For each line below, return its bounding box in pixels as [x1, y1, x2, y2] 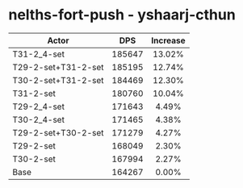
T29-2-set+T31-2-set [12, 61, 104, 73]
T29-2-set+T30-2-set [12, 127, 104, 138]
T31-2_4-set [12, 48, 65, 60]
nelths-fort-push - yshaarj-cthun [8, 6, 236, 24]
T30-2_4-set [12, 114, 65, 125]
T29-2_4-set [12, 101, 65, 112]
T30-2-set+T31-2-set [12, 74, 104, 86]
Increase [151, 35, 186, 46]
